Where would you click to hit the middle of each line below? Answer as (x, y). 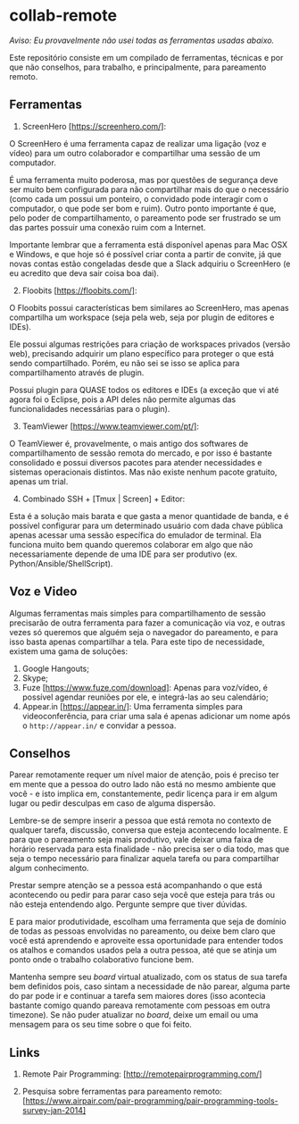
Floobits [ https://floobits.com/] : (79, 290)
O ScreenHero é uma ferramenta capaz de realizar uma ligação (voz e (138, 143)
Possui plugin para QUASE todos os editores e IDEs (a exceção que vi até (144, 390)
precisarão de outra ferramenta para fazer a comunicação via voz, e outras (147, 623)
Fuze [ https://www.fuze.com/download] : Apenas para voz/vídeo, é (145, 687)
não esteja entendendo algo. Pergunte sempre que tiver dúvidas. (129, 904)
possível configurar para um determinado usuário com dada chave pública (146, 525)
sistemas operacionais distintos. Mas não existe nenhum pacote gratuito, (143, 472)
